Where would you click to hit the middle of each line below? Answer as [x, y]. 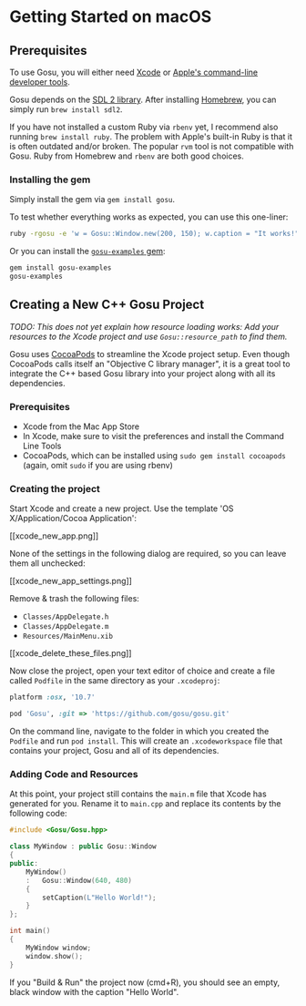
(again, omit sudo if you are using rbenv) [97, 466]
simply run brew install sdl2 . [66, 109]
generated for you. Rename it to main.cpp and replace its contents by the [145, 804]
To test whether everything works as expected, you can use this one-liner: [149, 217]
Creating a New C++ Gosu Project [107, 305]
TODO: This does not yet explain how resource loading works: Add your [144, 326]
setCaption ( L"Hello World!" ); [99, 898]
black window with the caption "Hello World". [94, 991]
